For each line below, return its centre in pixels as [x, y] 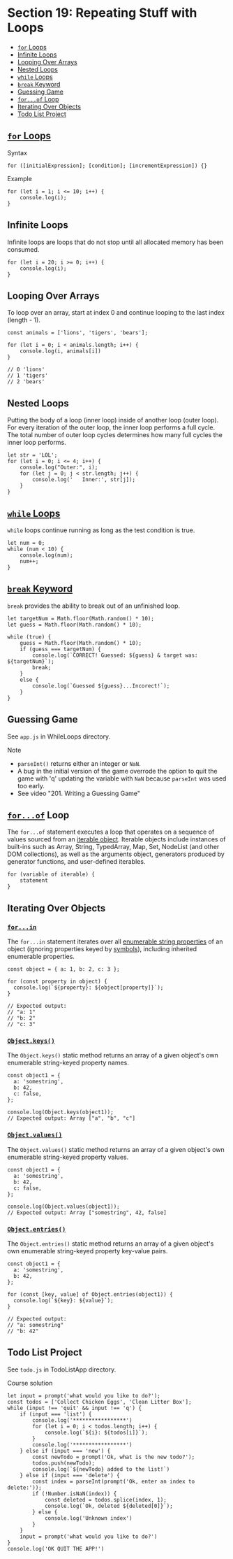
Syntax [17, 152]
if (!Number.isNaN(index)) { [75, 1494]
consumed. [23, 249]
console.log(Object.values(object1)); [63, 1206]
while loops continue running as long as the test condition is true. [101, 530]
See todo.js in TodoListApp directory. [62, 1369]
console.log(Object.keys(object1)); [60, 1112]
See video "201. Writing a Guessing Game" [79, 793]
